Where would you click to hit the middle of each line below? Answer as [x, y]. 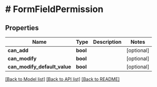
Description [107, 42]
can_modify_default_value [39, 67]
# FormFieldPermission [54, 9]
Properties [22, 28]
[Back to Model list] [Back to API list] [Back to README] [62, 79]
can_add [18, 50]
